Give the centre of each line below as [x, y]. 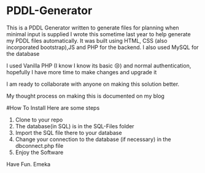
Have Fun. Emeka [29, 164]
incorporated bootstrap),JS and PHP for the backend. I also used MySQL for [102, 47]
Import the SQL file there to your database [68, 133]
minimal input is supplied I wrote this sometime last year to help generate [99, 34]
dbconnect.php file [39, 145]
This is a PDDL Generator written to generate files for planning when [93, 28]
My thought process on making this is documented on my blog [85, 96]
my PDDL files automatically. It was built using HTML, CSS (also [87, 40]
